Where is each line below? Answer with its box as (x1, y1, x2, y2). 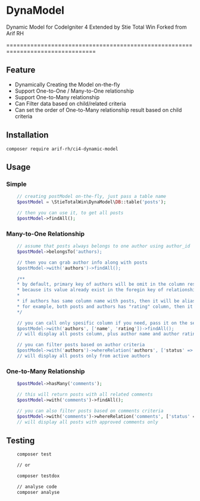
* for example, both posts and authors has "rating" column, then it (17, 303, 193, 310)
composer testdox (17, 473, 60, 479)
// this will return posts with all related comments (17, 392, 153, 398)
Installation (6, 130, 49, 140)
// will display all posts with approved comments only (17, 419, 159, 425)
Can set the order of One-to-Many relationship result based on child (14, 106, 182, 114)
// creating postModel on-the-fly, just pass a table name (17, 194, 167, 200)
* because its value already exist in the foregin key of (17, 287, 164, 293)
